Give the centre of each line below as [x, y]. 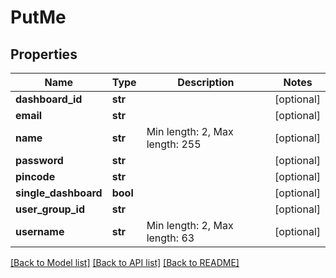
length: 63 [170, 238]
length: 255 [174, 144]
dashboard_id [49, 99]
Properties [44, 54]
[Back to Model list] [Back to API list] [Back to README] [125, 262]
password [39, 160]
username [40, 231]
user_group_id [50, 209]
